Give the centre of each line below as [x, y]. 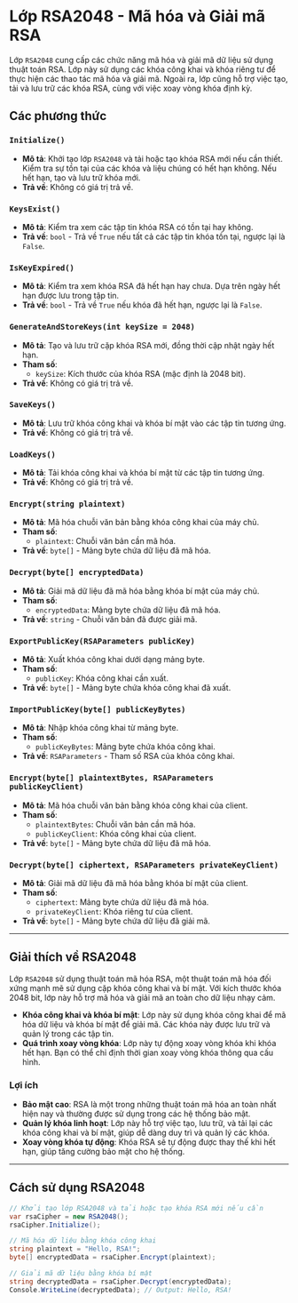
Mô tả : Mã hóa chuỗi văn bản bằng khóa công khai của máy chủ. [141, 523]
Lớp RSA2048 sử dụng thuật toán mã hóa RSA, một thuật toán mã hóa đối [141, 979]
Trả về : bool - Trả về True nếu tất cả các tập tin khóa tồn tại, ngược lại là [153, 236]
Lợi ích [24, 1084]
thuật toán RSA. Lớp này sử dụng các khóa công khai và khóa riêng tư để [143, 69]
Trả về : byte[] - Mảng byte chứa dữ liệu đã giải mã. [116, 921]
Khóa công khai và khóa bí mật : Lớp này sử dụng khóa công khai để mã [154, 1014]
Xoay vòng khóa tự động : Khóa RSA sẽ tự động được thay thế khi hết [149, 1142]
